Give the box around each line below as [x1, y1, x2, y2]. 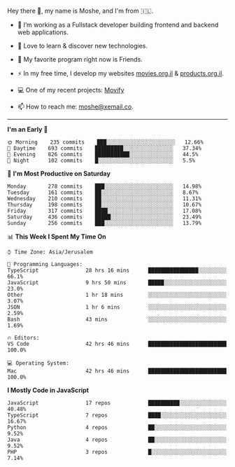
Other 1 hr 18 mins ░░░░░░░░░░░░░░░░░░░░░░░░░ [7, 291, 227, 298]
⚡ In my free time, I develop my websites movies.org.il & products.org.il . [17, 69, 224, 77]
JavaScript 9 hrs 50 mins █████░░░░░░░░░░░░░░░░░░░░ [7, 279, 227, 286]
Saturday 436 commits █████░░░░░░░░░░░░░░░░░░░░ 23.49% [7, 214, 201, 221]
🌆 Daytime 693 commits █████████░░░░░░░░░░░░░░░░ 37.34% [7, 145, 201, 152]
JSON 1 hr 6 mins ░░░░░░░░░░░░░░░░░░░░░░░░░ [7, 304, 227, 311]
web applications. [17, 28, 69, 36]
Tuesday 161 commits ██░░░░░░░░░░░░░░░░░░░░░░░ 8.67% [7, 189, 199, 196]
